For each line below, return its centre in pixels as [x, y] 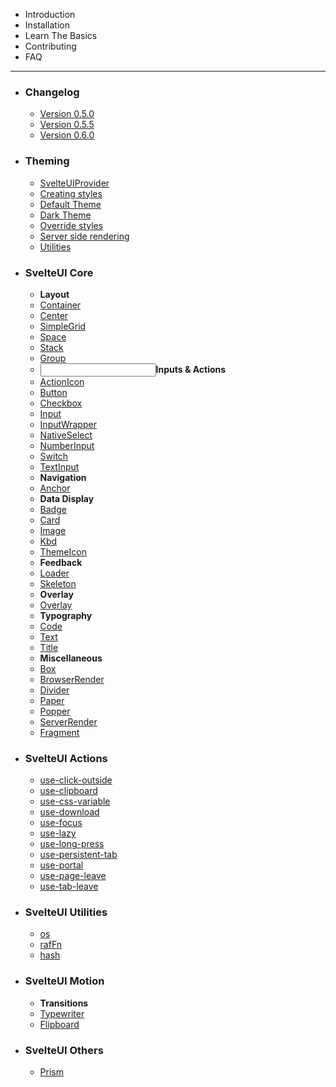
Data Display [67, 498]
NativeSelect [66, 435]
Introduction [50, 14]
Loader [54, 573]
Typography [66, 615]
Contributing [50, 46]
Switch [54, 456]
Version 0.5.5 [67, 125]
